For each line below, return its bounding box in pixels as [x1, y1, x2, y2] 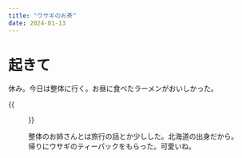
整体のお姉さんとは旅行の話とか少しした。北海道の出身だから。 [28, 132, 238, 141]
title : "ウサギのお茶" [8, 11, 77, 20]
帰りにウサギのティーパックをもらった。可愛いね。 [28, 141, 196, 152]
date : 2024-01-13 [8, 19, 66, 27]
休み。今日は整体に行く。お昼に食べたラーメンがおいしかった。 [8, 84, 218, 93]
